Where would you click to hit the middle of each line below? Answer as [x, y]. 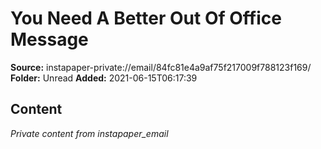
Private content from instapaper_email [89, 133]
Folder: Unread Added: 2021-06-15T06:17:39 [104, 78]
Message [49, 39]
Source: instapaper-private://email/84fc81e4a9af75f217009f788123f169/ [161, 67]
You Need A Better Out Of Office [146, 18]
